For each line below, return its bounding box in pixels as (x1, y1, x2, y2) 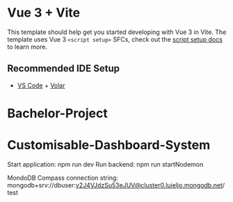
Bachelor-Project (7, 106, 108, 121)
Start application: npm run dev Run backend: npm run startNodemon (7, 160, 204, 168)
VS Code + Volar (17, 81, 65, 90)
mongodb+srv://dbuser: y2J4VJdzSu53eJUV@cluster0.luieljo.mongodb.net (7, 180, 223, 189)
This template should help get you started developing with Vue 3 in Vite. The (7, 28, 227, 36)
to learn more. (7, 42, 47, 51)
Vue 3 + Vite (7, 5, 81, 21)
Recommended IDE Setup (7, 62, 120, 74)
